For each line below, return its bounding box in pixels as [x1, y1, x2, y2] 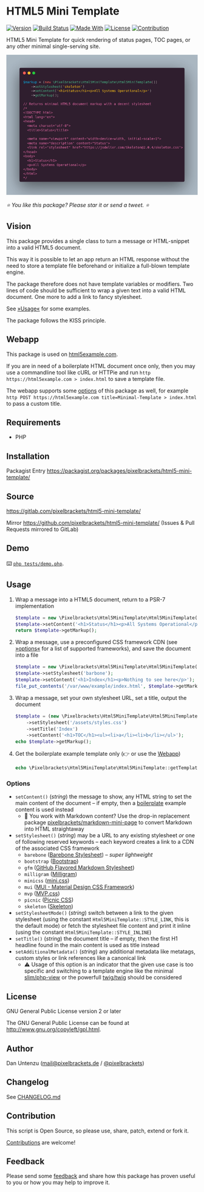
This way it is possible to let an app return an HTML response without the [6, 255, 189, 262]
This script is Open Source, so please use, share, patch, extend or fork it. [6, 1127, 189, 1134]
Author [6, 1043, 33, 1053]
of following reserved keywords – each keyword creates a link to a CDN [15, 838, 194, 846]
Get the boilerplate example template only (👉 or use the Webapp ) [15, 750, 181, 758]
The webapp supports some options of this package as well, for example [6, 387, 189, 394]
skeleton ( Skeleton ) [24, 903, 74, 910]
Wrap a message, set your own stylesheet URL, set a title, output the [15, 694, 187, 701]
